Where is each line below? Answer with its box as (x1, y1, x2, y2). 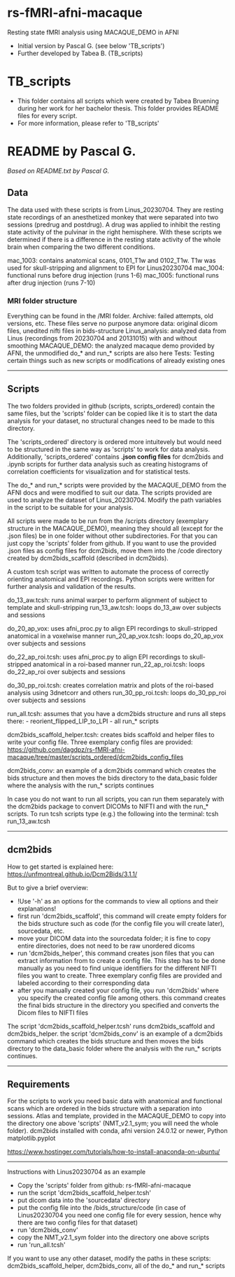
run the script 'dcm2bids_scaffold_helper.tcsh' (17, 1189, 152, 1197)
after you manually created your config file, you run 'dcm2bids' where (17, 986, 219, 994)
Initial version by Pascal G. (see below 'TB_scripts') (17, 41, 165, 50)
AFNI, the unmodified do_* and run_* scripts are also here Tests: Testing (7, 348, 215, 357)
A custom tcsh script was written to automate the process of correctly (7, 567, 209, 576)
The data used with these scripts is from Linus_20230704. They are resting (7, 205, 224, 214)
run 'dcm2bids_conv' (17, 1226, 78, 1234)
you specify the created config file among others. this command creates (17, 993, 226, 1001)
